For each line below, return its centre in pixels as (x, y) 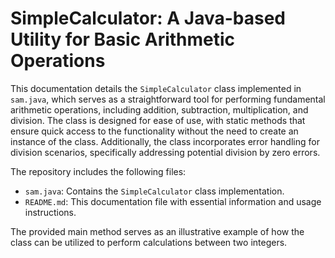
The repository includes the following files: (98, 171)
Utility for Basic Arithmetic (123, 39)
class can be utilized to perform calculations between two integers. (149, 242)
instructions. (50, 212)
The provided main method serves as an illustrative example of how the (157, 231)
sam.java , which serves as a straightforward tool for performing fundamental (168, 99)
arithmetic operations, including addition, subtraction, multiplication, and (159, 109)
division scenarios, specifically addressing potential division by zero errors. (165, 152)
